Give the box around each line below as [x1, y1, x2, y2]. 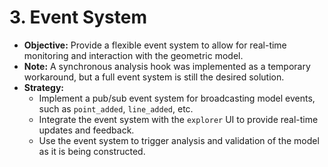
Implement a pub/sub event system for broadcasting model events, [38, 92, 316, 104]
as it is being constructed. [38, 145, 146, 157]
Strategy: [23, 81, 65, 93]
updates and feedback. [38, 124, 135, 136]
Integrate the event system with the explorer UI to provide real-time [38, 113, 319, 125]
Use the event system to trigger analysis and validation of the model [38, 134, 320, 146]
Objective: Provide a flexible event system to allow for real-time [23, 39, 287, 51]
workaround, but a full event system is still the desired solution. [23, 71, 285, 83]
